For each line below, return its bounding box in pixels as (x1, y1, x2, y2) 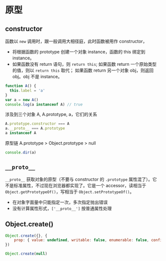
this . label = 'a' (9, 88, 45, 93)
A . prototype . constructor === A (5, 121, 70, 126)
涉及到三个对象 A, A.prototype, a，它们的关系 (5, 111, 97, 117)
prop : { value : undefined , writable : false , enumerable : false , (14, 238, 149, 243)
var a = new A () (5, 97, 39, 102)
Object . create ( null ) (5, 251, 48, 257)
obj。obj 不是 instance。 (12, 74, 63, 79)
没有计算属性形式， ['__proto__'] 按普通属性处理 (12, 205, 112, 211)
